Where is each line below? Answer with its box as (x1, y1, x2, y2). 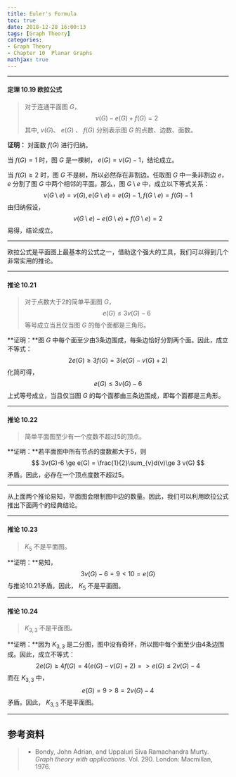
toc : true (7, 17, 37, 24)
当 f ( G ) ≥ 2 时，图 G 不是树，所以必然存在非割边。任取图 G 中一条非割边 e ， (7, 170, 228, 179)
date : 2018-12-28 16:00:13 (7, 23, 86, 30)
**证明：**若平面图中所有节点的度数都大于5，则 (7, 447, 147, 456)
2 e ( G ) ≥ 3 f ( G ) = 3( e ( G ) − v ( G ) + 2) (67, 356, 169, 365)
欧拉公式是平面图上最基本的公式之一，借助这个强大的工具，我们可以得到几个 (7, 247, 229, 256)
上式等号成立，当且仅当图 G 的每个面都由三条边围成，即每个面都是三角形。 (7, 392, 225, 400)
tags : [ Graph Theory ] (7, 30, 71, 37)
